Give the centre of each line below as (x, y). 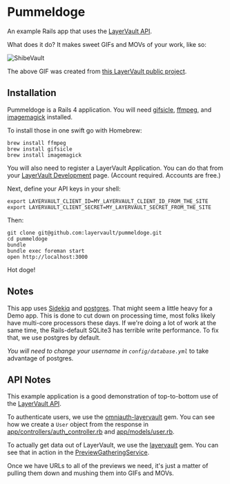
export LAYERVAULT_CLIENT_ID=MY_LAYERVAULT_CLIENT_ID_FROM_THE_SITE (108, 201)
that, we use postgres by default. (54, 337)
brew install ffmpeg (37, 143)
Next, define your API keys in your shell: (64, 188)
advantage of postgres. (40, 358)
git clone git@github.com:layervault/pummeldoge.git (85, 233)
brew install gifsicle (40, 149)
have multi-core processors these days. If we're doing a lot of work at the (112, 322)
